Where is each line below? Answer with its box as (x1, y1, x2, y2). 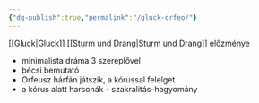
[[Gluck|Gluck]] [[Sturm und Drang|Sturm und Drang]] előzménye (8, 38, 250, 48)
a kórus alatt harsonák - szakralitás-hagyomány (21, 83, 198, 94)
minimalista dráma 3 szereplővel (21, 55, 141, 65)
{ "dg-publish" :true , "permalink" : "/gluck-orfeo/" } (8, 13, 198, 22)
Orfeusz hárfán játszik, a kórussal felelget (21, 73, 176, 85)
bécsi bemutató (21, 64, 80, 75)
